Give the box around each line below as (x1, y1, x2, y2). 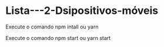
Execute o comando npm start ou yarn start (5, 34, 111, 41)
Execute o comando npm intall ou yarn (5, 23, 99, 30)
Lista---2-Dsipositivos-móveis (5, 4, 159, 17)
